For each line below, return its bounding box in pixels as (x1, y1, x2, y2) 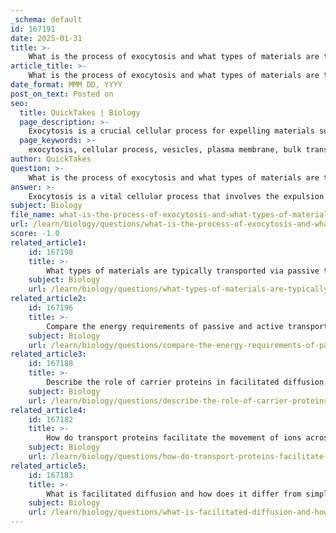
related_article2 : (10, 294, 87, 304)
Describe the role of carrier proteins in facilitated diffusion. (46, 377, 329, 387)
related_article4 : (10, 405, 87, 415)
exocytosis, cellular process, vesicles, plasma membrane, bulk (28, 145, 302, 155)
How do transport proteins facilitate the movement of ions (46, 433, 302, 443)
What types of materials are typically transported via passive (46, 266, 320, 276)
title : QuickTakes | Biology (19, 107, 141, 118)
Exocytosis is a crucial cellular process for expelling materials (28, 126, 315, 136)
